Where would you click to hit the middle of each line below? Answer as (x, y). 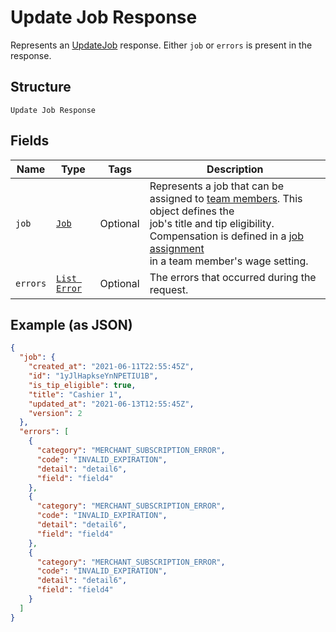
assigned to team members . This (226, 198)
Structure (41, 87)
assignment (177, 248)
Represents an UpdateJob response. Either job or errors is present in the (161, 45)
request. (169, 289)
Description (235, 169)
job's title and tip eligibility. (212, 223)
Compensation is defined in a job (226, 236)
